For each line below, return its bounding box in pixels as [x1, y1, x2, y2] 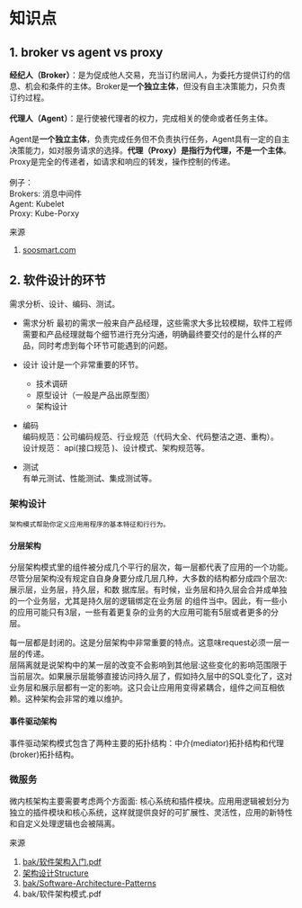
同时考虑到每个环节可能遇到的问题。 [38, 339, 173, 351]
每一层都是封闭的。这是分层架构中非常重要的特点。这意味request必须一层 [9, 637, 282, 648]
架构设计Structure [22, 868, 89, 878]
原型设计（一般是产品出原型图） [35, 389, 155, 400]
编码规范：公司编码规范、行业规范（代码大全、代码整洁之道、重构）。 [22, 431, 279, 442]
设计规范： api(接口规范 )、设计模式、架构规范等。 [22, 442, 209, 453]
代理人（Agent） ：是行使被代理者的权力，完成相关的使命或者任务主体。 [9, 113, 273, 123]
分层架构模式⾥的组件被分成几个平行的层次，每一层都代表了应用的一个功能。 [9, 562, 293, 572]
